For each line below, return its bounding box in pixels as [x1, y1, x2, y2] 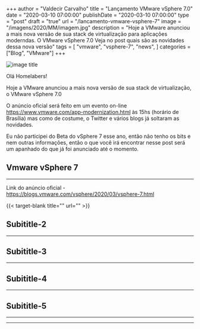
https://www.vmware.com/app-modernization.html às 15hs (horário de [6, 109, 179, 115]
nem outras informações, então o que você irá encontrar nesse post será [6, 139, 186, 146]
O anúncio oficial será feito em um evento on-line [6, 102, 127, 109]
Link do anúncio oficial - [6, 184, 65, 191]
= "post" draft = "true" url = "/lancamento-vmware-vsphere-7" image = [6, 18, 182, 24]
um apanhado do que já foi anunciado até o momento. [6, 146, 139, 152]
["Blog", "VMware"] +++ [6, 50, 65, 56]
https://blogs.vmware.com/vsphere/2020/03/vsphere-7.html [6, 190, 155, 198]
